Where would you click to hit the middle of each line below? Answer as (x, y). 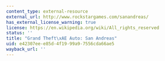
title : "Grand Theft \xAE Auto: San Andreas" (62, 38)
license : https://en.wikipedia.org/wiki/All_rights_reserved (83, 28)
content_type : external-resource (47, 11)
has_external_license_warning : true (51, 22)
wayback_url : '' (26, 49)
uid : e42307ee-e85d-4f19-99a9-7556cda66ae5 (60, 44)
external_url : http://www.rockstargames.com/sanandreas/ (77, 17)
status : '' (19, 33)
